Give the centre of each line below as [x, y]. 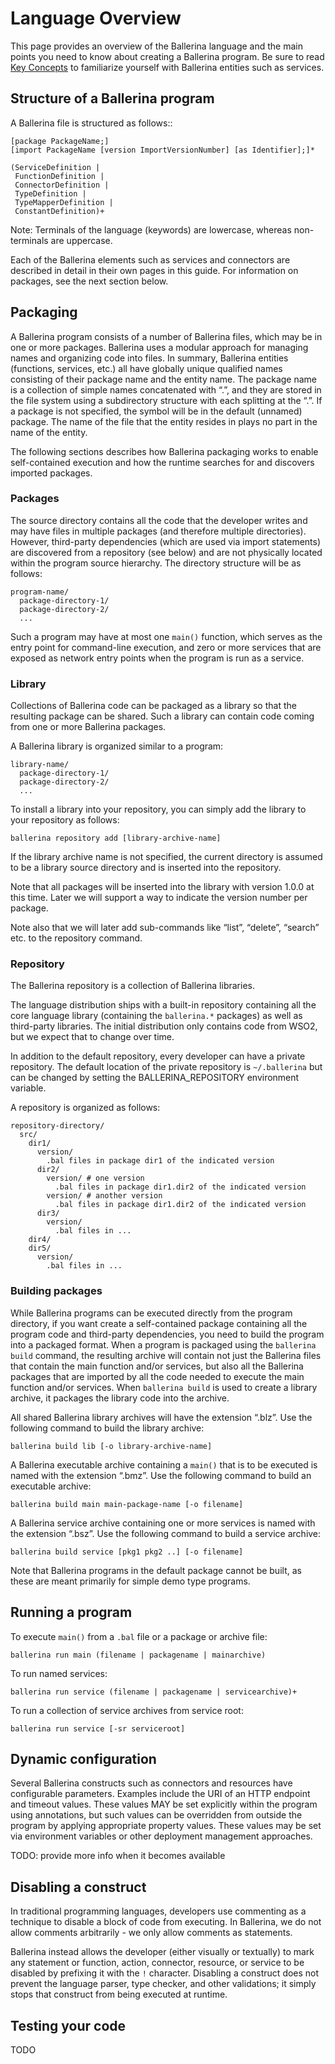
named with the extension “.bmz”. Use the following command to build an [161, 1475]
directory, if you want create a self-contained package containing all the [159, 1323]
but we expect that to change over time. [92, 1037]
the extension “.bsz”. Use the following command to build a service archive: [166, 1533]
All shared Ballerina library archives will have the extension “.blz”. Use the [161, 1417]
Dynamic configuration [83, 1758]
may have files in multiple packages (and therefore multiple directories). [158, 531]
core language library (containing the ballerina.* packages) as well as [156, 1016]
